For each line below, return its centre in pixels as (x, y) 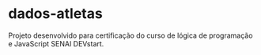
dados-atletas (55, 14)
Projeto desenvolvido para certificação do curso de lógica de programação (130, 35)
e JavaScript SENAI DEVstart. (56, 43)
